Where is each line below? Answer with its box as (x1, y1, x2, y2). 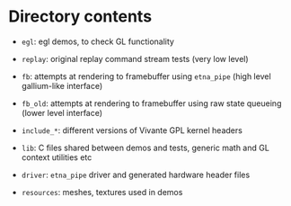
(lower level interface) (21, 107, 103, 118)
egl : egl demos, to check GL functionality (21, 36, 174, 47)
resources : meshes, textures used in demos (21, 186, 183, 197)
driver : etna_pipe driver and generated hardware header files (21, 169, 251, 180)
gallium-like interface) (21, 80, 103, 91)
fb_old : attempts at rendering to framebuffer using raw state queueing (21, 97, 282, 109)
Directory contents (8, 6, 153, 27)
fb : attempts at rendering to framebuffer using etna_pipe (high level (21, 70, 271, 82)
